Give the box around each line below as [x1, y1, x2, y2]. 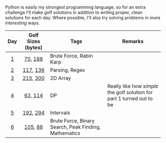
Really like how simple [107, 83, 159, 90]
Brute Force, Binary [50, 117, 95, 124]
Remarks [122, 38, 144, 45]
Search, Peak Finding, [50, 124, 101, 130]
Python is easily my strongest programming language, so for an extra [5, 4, 146, 10]
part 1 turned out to [107, 95, 153, 102]
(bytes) [24, 44, 43, 51]
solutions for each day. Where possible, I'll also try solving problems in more [5, 15, 161, 20]
